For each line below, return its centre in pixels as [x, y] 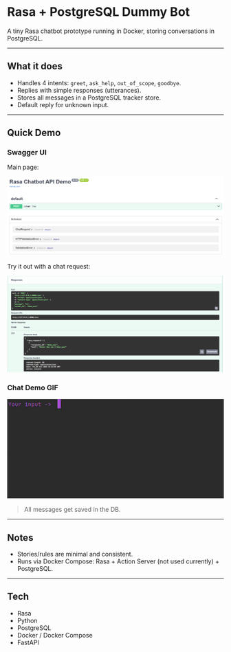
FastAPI [28, 642]
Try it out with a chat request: [49, 267]
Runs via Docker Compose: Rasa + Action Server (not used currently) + [118, 561]
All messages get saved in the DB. [72, 510]
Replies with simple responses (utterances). [79, 90]
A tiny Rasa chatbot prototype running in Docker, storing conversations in [111, 31]
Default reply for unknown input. [63, 104]
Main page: [23, 167]
